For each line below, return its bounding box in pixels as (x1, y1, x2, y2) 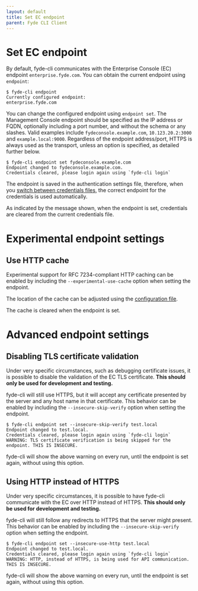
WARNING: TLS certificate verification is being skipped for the (6, 437, 171, 443)
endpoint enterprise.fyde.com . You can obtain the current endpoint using (6, 71, 186, 79)
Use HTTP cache (6, 255, 69, 265)
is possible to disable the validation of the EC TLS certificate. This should (6, 373, 186, 381)
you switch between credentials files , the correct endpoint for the (6, 187, 166, 194)
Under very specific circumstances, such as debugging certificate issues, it (6, 367, 191, 374)
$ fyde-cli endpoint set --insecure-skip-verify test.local (6, 422, 158, 428)
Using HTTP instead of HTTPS (6, 477, 120, 487)
